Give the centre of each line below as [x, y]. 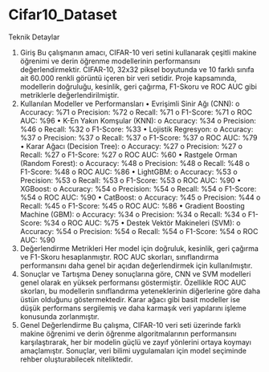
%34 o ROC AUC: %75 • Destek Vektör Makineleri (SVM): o [142, 223]
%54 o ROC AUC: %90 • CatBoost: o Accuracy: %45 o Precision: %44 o [140, 197]
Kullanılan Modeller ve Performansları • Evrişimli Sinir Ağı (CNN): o [130, 103]
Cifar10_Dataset [63, 15]
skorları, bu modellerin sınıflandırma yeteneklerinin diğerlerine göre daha [140, 291]
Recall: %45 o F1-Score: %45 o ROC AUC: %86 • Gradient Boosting [132, 205]
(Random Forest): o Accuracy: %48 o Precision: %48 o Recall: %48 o [135, 163]
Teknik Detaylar [34, 37]
